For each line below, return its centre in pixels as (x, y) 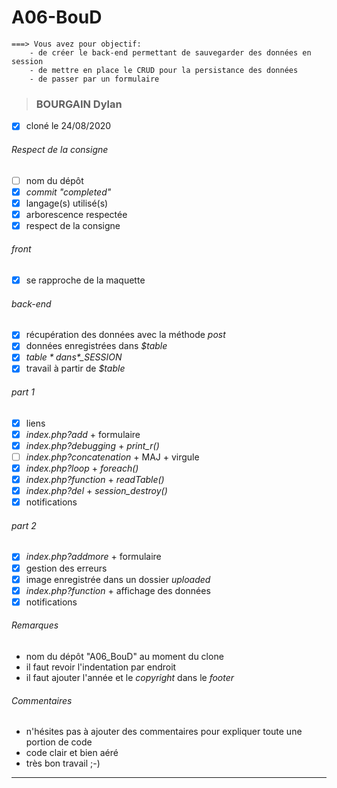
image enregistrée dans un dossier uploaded (118, 579)
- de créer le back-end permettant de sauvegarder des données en (170, 52)
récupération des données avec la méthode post (125, 335)
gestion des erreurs (66, 568)
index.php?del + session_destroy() (96, 491)
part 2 (24, 525)
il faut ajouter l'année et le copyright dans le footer (130, 677)
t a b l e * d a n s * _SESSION (74, 357)
